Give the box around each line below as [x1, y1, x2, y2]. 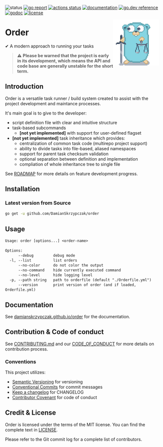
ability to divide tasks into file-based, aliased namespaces [19, 145, 136, 151]
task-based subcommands [12, 125, 66, 131]
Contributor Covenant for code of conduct [12, 395, 98, 400]
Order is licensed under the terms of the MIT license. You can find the [5, 422, 145, 427]
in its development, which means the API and [17, 58, 111, 64]
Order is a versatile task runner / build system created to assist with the [5, 95, 149, 101]
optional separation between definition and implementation [19, 156, 138, 162]
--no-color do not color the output [18, 263, 104, 268]
